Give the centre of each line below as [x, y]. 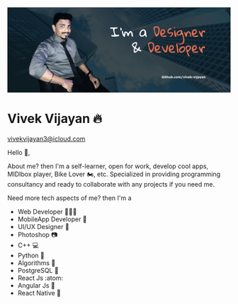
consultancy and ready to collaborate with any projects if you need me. [111, 184]
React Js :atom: [40, 278]
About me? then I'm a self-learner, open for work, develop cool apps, [108, 166]
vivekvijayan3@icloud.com [46, 139]
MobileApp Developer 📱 [52, 219]
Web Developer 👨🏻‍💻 [47, 211]
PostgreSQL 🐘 [38, 270]
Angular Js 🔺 [36, 285]
